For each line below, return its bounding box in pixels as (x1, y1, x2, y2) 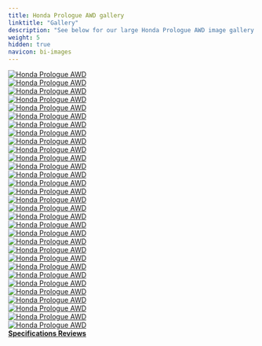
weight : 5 (8, 33, 41, 42)
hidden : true (8, 41, 51, 49)
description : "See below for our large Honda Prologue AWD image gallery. (8, 26, 258, 34)
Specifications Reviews (8, 329, 86, 338)
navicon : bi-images (8, 48, 72, 56)
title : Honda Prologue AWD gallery (8, 11, 125, 20)
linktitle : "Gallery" (8, 19, 79, 27)
